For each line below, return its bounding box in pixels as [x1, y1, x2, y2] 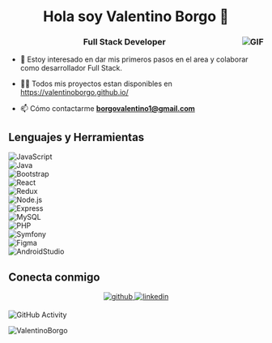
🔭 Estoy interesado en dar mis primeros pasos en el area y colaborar [19, 54, 249, 64]
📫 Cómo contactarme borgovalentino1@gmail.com [19, 104, 196, 114]
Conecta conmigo [8, 270, 100, 284]
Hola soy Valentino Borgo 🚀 [43, 7, 229, 26]
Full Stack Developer [83, 36, 166, 48]
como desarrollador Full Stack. [19, 63, 123, 73]
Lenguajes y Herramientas [8, 130, 145, 144]
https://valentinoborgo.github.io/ [19, 88, 130, 97]
